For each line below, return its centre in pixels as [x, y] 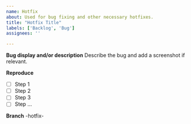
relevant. [17, 62]
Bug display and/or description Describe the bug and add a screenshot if [95, 55]
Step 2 [23, 91]
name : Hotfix [22, 11]
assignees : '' [24, 33]
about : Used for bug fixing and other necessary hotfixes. [80, 17]
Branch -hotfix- [25, 116]
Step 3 [23, 98]
